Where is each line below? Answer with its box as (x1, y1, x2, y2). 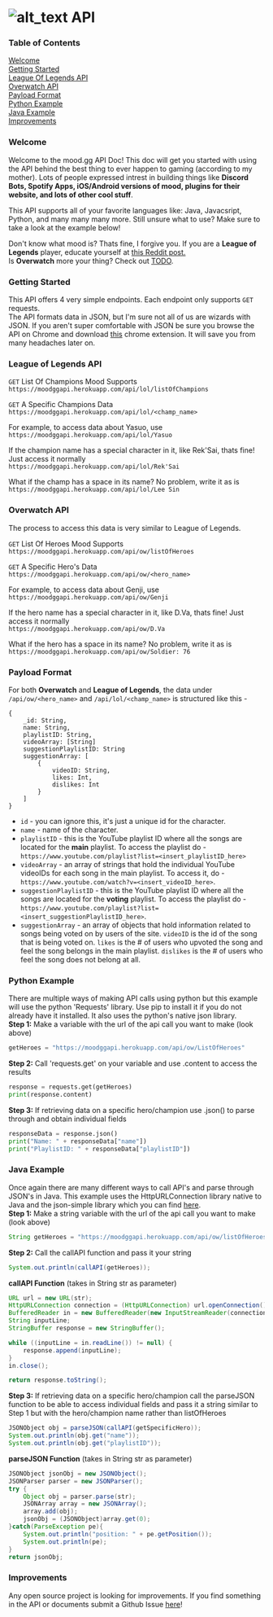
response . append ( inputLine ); (23, 1346, 122, 1355)
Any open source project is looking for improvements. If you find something (8, 1590, 262, 1600)
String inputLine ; (8, 1317, 71, 1325)
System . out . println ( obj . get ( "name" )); (8, 1431, 140, 1440)
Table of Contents (8, 37, 81, 49)
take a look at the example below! (8, 222, 121, 232)
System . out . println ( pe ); (23, 1537, 107, 1546)
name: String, (23, 723, 71, 732)
